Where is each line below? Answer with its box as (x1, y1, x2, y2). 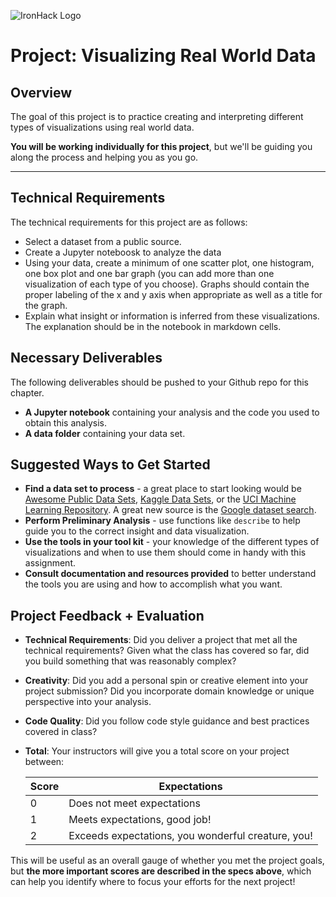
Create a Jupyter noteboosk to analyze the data (24, 246, 222, 258)
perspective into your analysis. (24, 696, 152, 708)
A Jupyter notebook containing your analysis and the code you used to (24, 406, 320, 418)
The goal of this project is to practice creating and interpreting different (10, 111, 304, 122)
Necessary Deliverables (10, 350, 163, 367)
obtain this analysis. (24, 416, 107, 429)
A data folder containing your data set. (24, 427, 186, 439)
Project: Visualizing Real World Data (10, 45, 317, 67)
